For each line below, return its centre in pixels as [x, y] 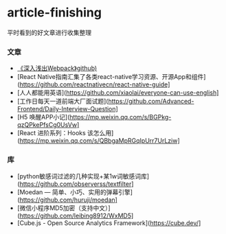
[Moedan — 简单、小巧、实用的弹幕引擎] [75, 192]
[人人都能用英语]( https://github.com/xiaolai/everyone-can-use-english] [118, 93]
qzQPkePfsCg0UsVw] [48, 125]
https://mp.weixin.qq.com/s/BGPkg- [121, 117]
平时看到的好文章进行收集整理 [49, 32]
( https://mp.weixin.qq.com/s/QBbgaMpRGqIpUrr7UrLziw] [98, 141]
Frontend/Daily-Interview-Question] [67, 109]
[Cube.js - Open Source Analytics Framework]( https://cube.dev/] [109, 223]
